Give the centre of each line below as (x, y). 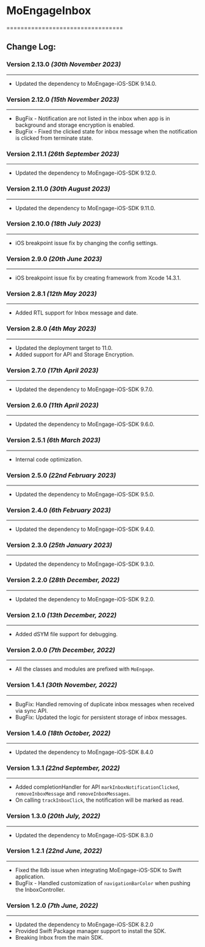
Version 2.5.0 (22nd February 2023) (61, 475)
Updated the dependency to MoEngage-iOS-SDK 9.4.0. (85, 529)
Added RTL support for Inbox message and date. (77, 313)
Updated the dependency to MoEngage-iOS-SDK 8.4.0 (84, 752)
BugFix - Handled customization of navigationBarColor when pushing (103, 883)
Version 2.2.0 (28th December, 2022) (63, 580)
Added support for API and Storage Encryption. (74, 354)
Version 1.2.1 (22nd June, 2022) (54, 851)
